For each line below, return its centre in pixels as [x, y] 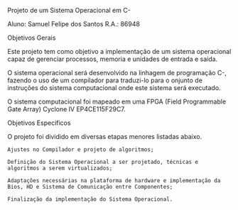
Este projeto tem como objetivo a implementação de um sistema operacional [119, 51]
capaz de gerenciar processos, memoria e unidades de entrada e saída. [113, 59]
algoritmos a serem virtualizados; [60, 168]
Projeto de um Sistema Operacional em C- [69, 10]
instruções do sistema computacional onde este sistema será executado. [114, 88]
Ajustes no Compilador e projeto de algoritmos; [81, 150]
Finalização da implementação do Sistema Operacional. [90, 199]
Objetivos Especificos [39, 123]
